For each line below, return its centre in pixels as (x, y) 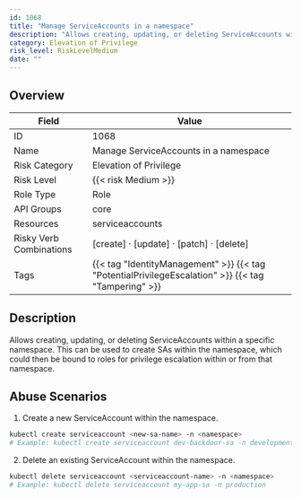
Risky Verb (37, 238)
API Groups (38, 209)
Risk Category (43, 165)
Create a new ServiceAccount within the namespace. (120, 418)
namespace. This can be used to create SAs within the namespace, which (146, 349)
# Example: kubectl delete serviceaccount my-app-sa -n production (138, 485)
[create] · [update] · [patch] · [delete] (171, 243)
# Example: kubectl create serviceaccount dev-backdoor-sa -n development (152, 443)
